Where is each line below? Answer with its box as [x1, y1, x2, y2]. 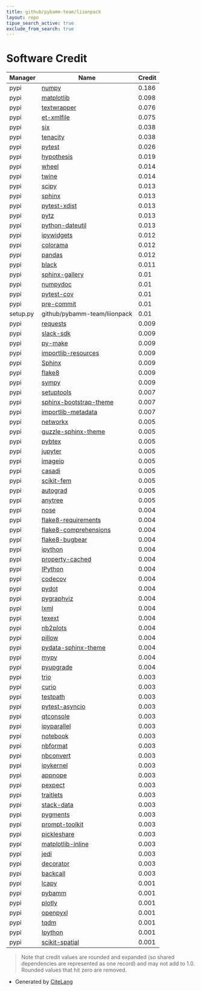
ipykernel [41, 761, 68, 770]
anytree [41, 496, 63, 505]
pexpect [41, 781, 65, 789]
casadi [41, 466, 60, 475]
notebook [41, 732, 69, 740]
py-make [41, 339, 68, 347]
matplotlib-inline [41, 840, 89, 848]
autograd [41, 486, 68, 495]
